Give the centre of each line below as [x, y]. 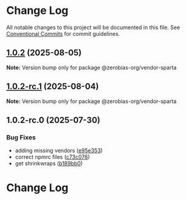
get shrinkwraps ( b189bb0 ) [49, 164]
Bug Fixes [21, 137]
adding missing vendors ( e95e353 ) [59, 151]
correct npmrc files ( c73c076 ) [52, 157]
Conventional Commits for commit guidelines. [63, 33]
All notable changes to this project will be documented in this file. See [93, 27]
